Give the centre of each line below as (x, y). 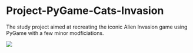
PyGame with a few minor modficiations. (55, 33)
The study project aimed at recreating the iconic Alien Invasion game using (97, 27)
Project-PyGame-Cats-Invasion (85, 11)
